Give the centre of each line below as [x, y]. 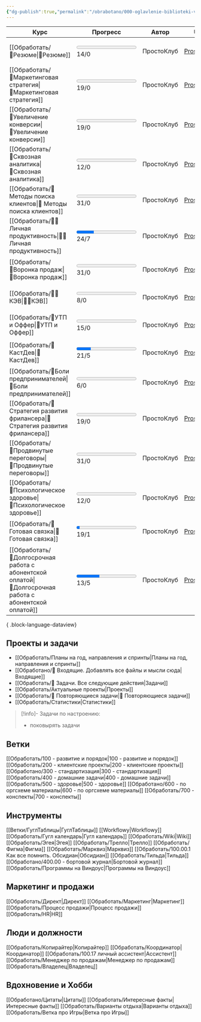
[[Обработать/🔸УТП [38, 317]
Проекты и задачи [42, 644]
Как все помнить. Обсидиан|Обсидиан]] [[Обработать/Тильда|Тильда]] [98, 856]
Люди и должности [44, 933]
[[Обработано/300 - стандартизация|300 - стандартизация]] [84, 771]
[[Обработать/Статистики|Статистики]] [65, 702]
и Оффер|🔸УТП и [33, 325]
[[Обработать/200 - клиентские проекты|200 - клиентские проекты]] [95, 765]
